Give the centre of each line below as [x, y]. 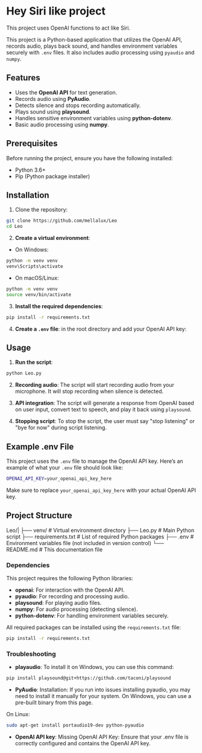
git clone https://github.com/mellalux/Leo [62, 221]
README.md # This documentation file [55, 549]
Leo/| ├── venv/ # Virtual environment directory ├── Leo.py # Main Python [100, 530]
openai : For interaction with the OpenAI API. [70, 590]
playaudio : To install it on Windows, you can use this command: [94, 667]
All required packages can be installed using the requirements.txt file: [94, 627]
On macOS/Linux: [37, 278]
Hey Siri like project [56, 11]
